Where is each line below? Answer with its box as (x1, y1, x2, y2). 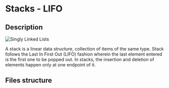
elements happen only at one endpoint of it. (5, 62, 96, 67)
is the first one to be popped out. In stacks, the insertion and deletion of (5, 56, 154, 62)
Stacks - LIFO (5, 3, 63, 14)
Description (5, 23, 43, 31)
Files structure (5, 76, 52, 85)
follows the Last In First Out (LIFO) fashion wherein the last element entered (5, 51, 162, 57)
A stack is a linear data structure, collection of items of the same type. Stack (5, 46, 164, 51)
